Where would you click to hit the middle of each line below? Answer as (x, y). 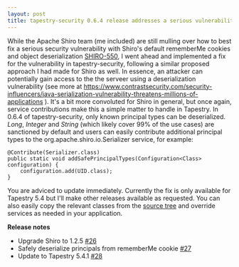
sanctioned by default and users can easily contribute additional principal (115, 132)
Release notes (29, 227)
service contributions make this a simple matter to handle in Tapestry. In (113, 109)
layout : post (27, 14)
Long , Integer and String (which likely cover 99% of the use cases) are (111, 124)
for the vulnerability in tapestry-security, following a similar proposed (108, 63)
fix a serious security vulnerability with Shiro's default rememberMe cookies (119, 48)
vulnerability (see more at (45, 86)
